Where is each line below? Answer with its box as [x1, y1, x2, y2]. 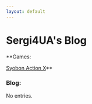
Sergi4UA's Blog [6, 33, 87, 47]
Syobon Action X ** [6, 64, 53, 71]
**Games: [6, 53, 31, 60]
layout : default [6, 8, 45, 15]
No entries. [6, 92, 33, 99]
